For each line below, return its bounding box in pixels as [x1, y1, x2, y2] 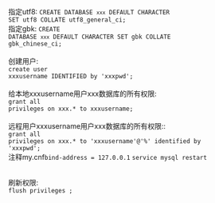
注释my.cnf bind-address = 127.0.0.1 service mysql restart [8, 153, 207, 161]
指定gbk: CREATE [8, 24, 61, 34]
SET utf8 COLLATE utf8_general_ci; [8, 16, 127, 24]
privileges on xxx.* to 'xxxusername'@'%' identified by [8, 137, 201, 145]
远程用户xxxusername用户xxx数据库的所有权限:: [8, 121, 166, 130]
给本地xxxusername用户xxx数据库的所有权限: [8, 89, 157, 98]
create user [8, 66, 48, 74]
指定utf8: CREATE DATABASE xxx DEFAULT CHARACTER [8, 7, 170, 16]
